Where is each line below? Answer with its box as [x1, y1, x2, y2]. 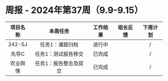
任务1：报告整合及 [34, 59, 78, 66]
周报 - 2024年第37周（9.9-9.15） [5, 4, 143, 16]
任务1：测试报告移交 [34, 50, 83, 57]
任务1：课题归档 [39, 41, 78, 48]
